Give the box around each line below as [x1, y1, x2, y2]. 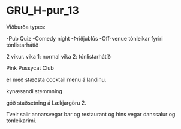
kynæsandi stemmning [6, 87, 63, 94]
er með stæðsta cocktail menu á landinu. [6, 76, 107, 83]
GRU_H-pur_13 [6, 4, 79, 17]
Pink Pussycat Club [6, 64, 54, 72]
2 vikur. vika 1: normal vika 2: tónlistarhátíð [6, 53, 111, 60]
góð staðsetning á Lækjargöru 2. [6, 99, 87, 106]
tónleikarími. [6, 117, 37, 124]
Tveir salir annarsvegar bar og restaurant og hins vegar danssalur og [6, 110, 176, 118]
